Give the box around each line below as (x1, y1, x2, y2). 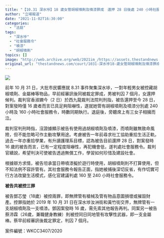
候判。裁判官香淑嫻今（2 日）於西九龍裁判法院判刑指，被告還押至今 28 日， (5, 97, 158, 103)
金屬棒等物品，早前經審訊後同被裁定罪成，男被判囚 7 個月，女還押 (21, 91, 155, 97)
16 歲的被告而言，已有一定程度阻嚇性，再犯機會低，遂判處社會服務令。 (5, 144, 148, 150)
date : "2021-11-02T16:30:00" (5, 16, 64, 21)
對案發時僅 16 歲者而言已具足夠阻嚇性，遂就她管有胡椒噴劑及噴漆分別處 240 (5, 103, 158, 109)
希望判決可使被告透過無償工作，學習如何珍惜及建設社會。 (21, 150, 138, 156)
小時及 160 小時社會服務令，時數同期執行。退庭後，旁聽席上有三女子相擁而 (5, 109, 156, 115)
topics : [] (5, 52, 27, 58)
